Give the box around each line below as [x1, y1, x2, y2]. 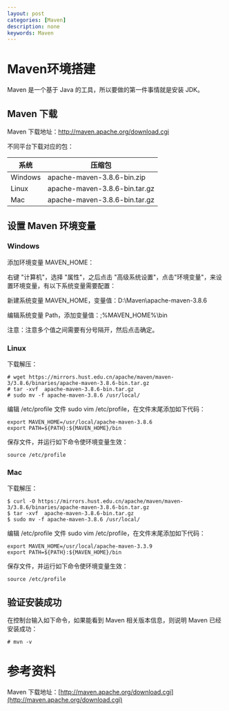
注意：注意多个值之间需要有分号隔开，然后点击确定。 [7, 325, 159, 334]
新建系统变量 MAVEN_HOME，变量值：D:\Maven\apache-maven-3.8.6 [7, 296, 208, 305]
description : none [7, 23, 60, 30]
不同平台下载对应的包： [7, 143, 74, 150]
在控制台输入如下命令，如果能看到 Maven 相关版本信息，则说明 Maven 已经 [7, 616, 222, 624]
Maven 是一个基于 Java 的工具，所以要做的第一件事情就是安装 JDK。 [7, 86, 203, 94]
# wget [7, 373, 26, 381]
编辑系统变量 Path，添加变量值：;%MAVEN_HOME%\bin [7, 311, 168, 319]
